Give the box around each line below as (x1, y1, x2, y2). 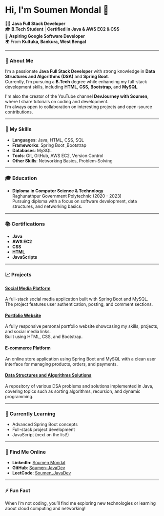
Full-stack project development (12, 426, 75, 432)
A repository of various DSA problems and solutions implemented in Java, (5, 383, 154, 389)
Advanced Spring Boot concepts (12, 422, 78, 427)
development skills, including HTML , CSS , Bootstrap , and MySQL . (5, 84, 139, 90)
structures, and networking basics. (12, 203, 82, 209)
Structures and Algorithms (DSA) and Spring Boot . (5, 73, 109, 80)
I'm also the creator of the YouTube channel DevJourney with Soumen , (5, 93, 149, 99)
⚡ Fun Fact (5, 487, 31, 494)
